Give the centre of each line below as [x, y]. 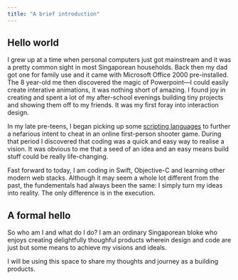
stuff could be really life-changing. [58, 156]
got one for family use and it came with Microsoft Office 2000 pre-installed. [118, 75]
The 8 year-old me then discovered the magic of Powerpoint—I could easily [118, 82]
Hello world [33, 43]
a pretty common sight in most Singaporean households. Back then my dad [118, 68]
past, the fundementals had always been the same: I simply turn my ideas [115, 185]
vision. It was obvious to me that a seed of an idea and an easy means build [118, 149]
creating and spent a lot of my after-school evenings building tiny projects [115, 97]
